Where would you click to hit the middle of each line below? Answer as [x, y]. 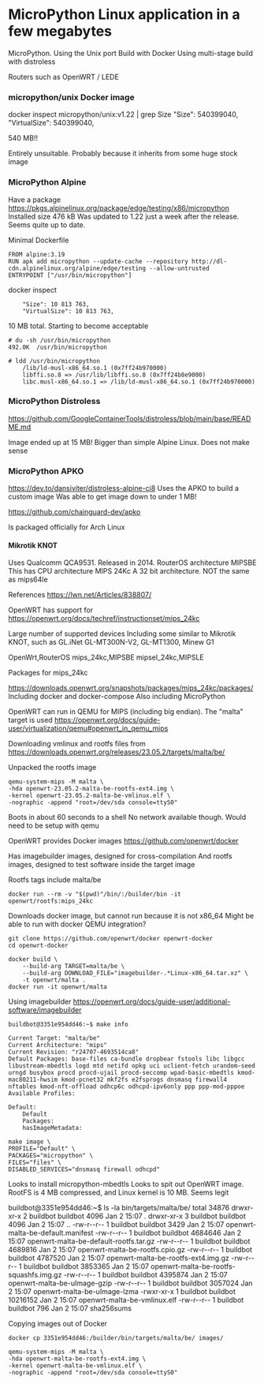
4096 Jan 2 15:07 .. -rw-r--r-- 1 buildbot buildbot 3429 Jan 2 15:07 [116, 1225]
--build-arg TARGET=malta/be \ [74, 967]
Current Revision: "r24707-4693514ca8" [74, 1052]
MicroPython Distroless [54, 402]
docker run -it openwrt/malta [58, 987]
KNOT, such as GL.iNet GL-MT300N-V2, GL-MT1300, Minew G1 [111, 642]
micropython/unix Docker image [72, 97]
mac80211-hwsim [33, 1080]
